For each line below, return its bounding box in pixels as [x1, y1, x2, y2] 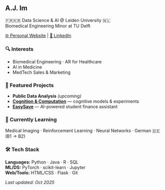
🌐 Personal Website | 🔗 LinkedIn [5, 32, 71, 38]
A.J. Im [5, 4, 27, 12]
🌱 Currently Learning [5, 116, 57, 123]
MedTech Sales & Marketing [12, 69, 71, 75]
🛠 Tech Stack [5, 146, 39, 153]
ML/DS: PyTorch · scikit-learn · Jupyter [5, 165, 86, 170]
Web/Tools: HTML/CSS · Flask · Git [5, 170, 78, 176]
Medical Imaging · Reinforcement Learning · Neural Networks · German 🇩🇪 [5, 127, 160, 134]
